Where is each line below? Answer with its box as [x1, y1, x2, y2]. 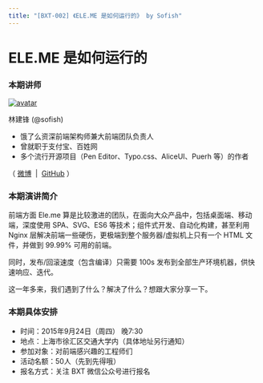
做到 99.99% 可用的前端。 [29, 240, 116, 250]
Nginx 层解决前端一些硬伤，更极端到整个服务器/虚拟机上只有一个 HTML [8, 230, 245, 240]
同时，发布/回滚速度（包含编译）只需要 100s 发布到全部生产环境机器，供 [8, 257, 249, 267]
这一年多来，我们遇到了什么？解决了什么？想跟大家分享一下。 [8, 284, 212, 294]
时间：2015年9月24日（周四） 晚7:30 [19, 326, 144, 336]
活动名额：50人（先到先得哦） [19, 356, 120, 365]
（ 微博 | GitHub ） [8, 169, 74, 179]
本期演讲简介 [8, 191, 59, 202]
